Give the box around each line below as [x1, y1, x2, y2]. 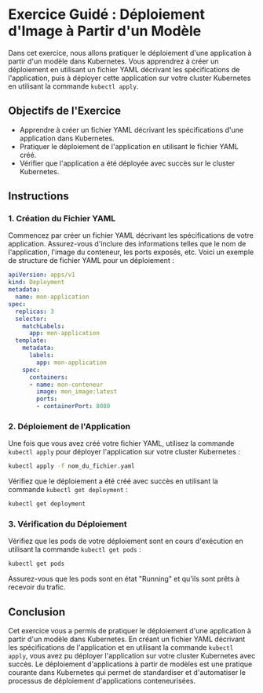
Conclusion [8, 605, 66, 618]
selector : [15, 315, 47, 323]
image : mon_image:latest [36, 388, 118, 396]
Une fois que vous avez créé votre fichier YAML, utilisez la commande [8, 439, 235, 448]
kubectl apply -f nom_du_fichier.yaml [8, 462, 135, 470]
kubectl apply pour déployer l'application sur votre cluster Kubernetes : [8, 447, 241, 457]
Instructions [8, 190, 69, 203]
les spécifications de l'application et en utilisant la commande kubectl [8, 643, 234, 652]
